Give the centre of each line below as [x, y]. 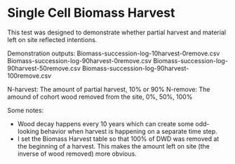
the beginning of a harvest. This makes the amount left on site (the [114, 146]
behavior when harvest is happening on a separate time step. [129, 131]
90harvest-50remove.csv [44, 68]
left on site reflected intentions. [52, 39]
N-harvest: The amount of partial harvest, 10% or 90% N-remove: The [109, 89]
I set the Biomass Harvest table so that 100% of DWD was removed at [118, 139]
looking [28, 131]
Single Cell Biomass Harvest [91, 13]
